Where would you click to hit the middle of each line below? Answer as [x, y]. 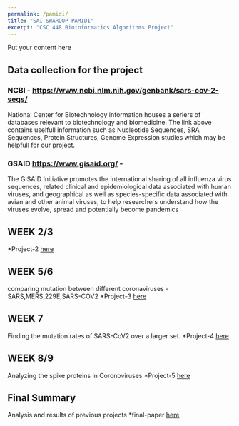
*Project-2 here [31, 249]
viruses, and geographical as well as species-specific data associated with [117, 194]
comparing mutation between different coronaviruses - [88, 288]
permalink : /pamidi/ [38, 14]
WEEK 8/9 [30, 359]
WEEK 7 [25, 319]
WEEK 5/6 [30, 272]
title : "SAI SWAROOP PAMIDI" [51, 21]
